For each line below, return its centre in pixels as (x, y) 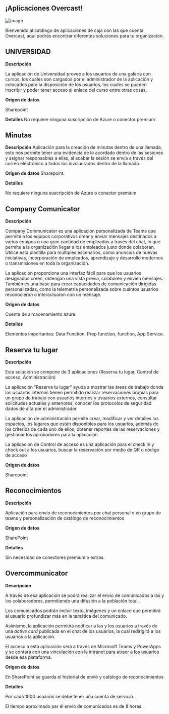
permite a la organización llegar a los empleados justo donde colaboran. (80, 247)
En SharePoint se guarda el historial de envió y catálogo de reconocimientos (84, 677)
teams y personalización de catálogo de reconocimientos (65, 518)
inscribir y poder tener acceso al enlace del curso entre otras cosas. (76, 90)
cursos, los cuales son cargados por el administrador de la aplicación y (79, 79)
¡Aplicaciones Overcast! (44, 8)
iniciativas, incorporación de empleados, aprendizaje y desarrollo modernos (84, 258)
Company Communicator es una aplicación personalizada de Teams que (81, 231)
